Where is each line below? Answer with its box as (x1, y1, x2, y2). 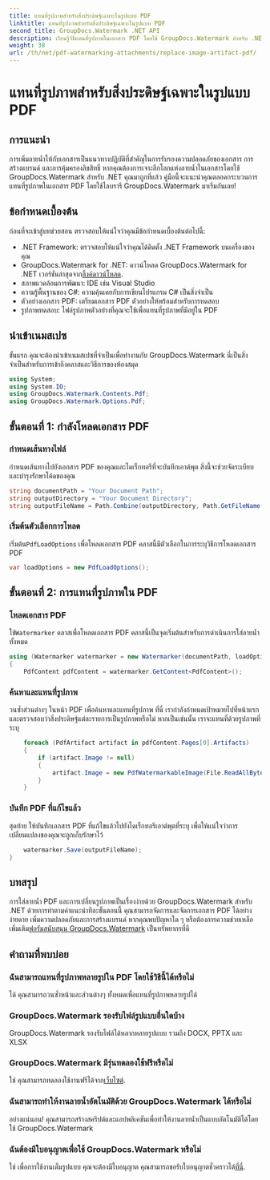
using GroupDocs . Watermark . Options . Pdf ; (9, 397, 147, 405)
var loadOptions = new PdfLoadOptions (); (9, 563, 150, 571)
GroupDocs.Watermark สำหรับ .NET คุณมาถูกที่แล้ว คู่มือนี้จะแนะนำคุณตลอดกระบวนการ (9, 172, 259, 181)
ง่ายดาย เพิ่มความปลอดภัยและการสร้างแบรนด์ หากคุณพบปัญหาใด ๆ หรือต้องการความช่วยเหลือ (9, 915, 254, 924)
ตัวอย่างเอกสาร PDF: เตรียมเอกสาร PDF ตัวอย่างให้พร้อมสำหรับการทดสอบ (20, 296, 220, 305)
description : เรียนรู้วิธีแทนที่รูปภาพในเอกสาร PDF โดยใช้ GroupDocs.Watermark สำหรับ (9, 34, 248, 42)
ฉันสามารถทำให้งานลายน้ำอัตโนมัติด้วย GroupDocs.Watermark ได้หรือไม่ (9, 1096, 252, 1107)
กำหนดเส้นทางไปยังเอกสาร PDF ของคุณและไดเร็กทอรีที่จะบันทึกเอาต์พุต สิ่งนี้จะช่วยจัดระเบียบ (9, 461, 255, 471)
